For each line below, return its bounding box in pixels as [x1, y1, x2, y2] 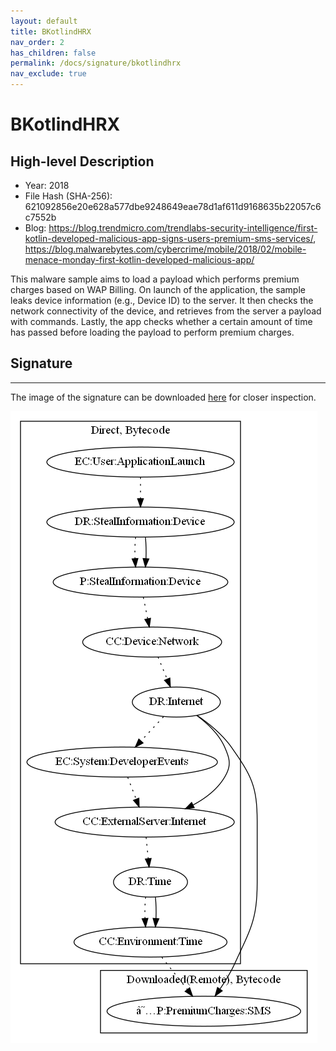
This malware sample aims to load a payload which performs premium [10, 273, 300, 285]
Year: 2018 [24, 180, 70, 191]
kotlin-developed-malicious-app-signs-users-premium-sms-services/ [24, 233, 314, 244]
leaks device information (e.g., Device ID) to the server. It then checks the [10, 295, 314, 306]
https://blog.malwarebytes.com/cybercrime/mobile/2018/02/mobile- [24, 243, 307, 255]
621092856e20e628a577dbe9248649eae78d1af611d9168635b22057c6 [24, 201, 322, 212]
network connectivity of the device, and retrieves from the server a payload [10, 305, 322, 317]
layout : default [10, 16, 78, 26]
